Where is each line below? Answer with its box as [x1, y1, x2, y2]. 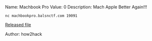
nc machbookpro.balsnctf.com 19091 [5, 14, 78, 18]
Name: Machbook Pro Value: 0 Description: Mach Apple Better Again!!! [5, 4, 148, 10]
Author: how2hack [5, 31, 43, 37]
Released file [5, 22, 31, 27]
